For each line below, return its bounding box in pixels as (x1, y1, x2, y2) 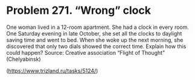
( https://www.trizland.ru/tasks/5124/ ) (6, 67, 98, 74)
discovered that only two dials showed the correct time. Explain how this (6, 43, 187, 50)
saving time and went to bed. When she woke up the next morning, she (6, 36, 184, 43)
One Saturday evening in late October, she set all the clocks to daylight (6, 29, 182, 37)
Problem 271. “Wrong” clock (6, 4, 151, 17)
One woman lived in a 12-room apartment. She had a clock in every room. (6, 23, 189, 31)
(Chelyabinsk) (6, 55, 41, 63)
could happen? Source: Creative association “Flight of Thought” (6, 49, 165, 56)
